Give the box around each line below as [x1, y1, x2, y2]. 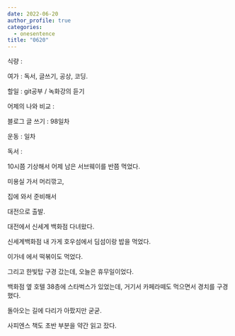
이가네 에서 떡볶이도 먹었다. [7, 253, 84, 261]
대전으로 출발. [7, 207, 46, 216]
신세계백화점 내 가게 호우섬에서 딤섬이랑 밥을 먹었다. [7, 238, 151, 246]
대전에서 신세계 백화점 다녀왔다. [7, 222, 95, 231]
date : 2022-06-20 [7, 10, 59, 18]
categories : [7, 23, 42, 30]
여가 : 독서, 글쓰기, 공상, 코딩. [7, 72, 88, 81]
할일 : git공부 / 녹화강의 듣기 [7, 87, 85, 95]
